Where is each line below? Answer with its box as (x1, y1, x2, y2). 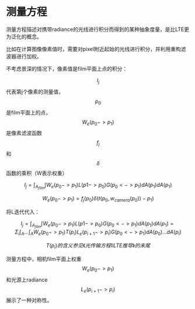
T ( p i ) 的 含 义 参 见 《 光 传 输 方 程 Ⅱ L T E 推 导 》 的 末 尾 (46, 242, 151, 250)
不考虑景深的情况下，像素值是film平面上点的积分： (6, 65, 128, 72)
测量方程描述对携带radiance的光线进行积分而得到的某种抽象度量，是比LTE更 (6, 26, 190, 33)
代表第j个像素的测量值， (6, 88, 64, 95)
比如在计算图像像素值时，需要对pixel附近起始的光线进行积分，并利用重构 (6, 45, 181, 53)
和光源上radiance (6, 276, 48, 283)
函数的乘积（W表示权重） (6, 170, 68, 177)
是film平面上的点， (6, 109, 51, 116)
